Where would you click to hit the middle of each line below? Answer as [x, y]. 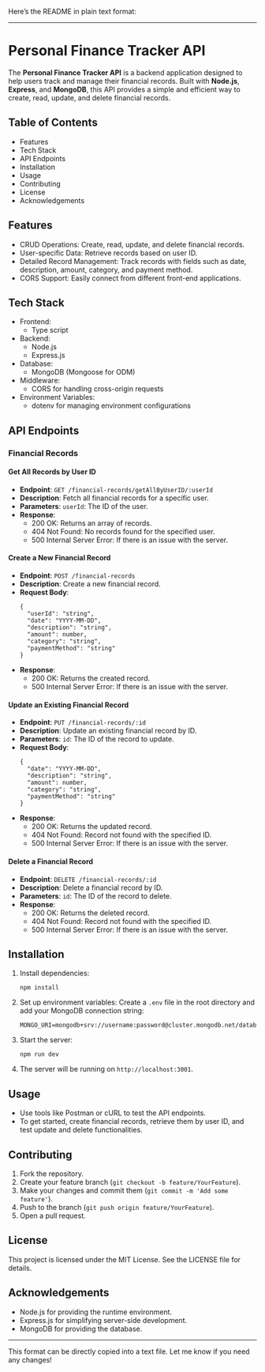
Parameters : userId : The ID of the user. [84, 506]
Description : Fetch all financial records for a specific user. [114, 498]
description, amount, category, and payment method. [106, 269]
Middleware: [40, 381]
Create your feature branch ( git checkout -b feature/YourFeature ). [130, 1182]
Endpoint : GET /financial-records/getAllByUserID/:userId [116, 489]
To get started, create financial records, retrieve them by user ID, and [132, 1121]
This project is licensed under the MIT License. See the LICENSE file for [125, 1259]
